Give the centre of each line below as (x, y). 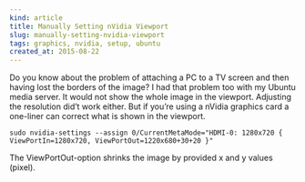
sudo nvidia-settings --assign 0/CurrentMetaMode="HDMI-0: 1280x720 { (146, 133)
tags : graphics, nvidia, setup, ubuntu (85, 43)
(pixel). (23, 167)
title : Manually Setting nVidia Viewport (89, 26)
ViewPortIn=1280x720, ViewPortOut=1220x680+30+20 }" (112, 141)
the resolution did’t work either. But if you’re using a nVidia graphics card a (149, 106)
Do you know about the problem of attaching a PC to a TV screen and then (149, 77)
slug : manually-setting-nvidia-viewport (87, 35)
